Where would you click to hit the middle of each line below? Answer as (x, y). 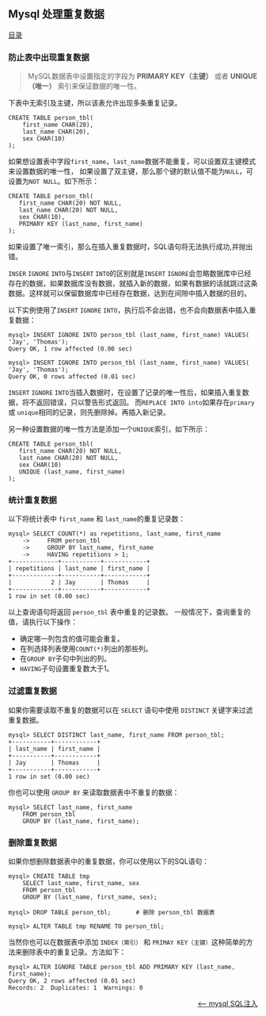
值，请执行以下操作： (43, 622)
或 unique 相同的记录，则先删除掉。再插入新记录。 (89, 412)
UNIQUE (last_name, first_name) (72, 472)
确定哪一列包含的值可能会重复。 (72, 639)
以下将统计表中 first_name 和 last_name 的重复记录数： (97, 519)
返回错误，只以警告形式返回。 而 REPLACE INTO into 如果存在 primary (145, 402)
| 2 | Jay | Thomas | (79, 583)
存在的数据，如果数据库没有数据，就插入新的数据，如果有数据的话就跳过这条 (133, 283)
